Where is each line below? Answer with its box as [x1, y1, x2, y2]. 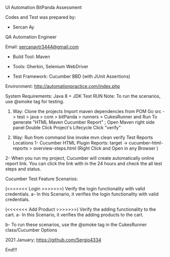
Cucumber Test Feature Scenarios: [5, 176, 78, 182]
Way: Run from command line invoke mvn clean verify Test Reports [12, 134, 153, 140]
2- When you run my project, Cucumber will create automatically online [5, 155, 155, 161]
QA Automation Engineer [5, 34, 57, 40]
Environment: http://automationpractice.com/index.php [5, 83, 120, 89]
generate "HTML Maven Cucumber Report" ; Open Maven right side [12, 119, 155, 125]
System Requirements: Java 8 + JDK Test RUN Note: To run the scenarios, [5, 93, 161, 99]
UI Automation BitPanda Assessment [5, 5, 82, 10]
